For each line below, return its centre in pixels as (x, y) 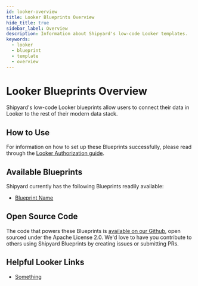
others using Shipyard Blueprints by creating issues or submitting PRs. (92, 243)
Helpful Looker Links (45, 262)
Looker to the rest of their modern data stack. (62, 114)
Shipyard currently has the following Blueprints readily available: (85, 186)
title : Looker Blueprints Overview (50, 17)
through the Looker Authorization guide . (55, 153)
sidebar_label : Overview (37, 28)
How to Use (28, 133)
